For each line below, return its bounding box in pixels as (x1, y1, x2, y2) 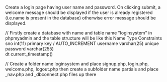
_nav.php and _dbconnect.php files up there (5, 71, 97, 77)
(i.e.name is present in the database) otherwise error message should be (5, 15, 156, 20)
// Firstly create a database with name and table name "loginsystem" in (5, 30, 152, 35)
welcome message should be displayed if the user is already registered (5, 9, 153, 15)
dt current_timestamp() (5, 51, 53, 57)
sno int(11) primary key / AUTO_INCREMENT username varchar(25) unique (5, 40, 159, 46)
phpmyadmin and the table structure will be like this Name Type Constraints (5, 35, 162, 41)
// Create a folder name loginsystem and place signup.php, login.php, (5, 61, 149, 66)
